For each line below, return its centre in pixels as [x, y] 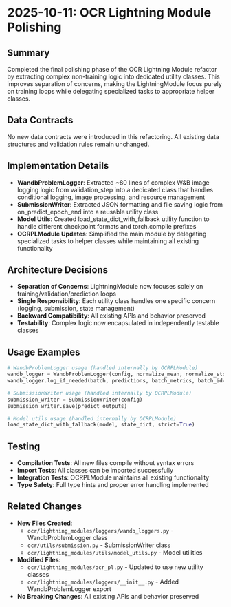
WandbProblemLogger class [67, 537]
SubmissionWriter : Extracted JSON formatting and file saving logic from [120, 204]
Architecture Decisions [58, 270]
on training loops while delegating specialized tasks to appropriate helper [111, 91]
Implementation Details [58, 166]
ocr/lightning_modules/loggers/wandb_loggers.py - [100, 530]
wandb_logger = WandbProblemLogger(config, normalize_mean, [95, 374]
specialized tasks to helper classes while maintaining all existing [108, 241]
